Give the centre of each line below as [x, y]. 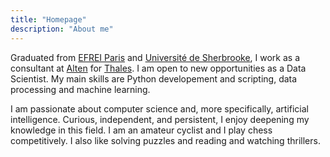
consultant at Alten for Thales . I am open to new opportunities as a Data [158, 68]
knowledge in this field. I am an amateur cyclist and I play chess [141, 130]
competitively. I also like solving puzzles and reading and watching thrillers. [165, 140]
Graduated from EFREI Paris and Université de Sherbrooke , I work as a [155, 57]
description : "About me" [62, 29]
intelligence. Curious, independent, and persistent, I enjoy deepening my [160, 119]
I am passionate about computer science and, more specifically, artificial [159, 108]
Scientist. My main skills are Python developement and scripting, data [154, 78]
